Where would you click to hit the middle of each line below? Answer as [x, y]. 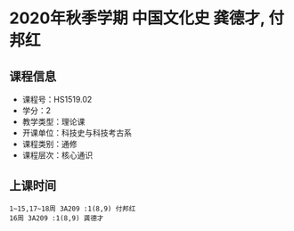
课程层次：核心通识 [57, 155]
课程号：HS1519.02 [57, 99]
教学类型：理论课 [53, 122]
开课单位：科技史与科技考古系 [77, 133]
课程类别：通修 [49, 144]
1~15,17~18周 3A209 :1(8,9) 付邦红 [73, 209]
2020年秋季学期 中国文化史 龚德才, [137, 18]
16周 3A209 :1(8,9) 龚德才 [57, 218]
